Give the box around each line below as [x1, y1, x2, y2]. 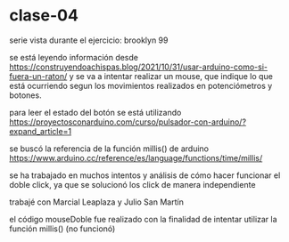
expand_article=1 [9, 125, 72, 136]
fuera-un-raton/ [9, 70, 68, 81]
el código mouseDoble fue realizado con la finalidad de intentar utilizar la [9, 214, 278, 224]
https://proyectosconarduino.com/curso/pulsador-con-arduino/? [9, 117, 247, 127]
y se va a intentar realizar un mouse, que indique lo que [69, 70, 274, 81]
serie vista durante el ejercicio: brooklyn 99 [9, 35, 169, 45]
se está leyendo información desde [9, 52, 138, 62]
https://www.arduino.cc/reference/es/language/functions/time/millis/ [9, 152, 263, 163]
